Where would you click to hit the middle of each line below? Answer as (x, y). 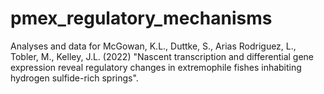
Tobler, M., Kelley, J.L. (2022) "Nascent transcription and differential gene (162, 56)
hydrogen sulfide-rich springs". (74, 78)
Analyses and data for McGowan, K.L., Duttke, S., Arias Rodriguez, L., (153, 46)
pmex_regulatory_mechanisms (141, 18)
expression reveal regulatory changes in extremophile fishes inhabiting (156, 67)
